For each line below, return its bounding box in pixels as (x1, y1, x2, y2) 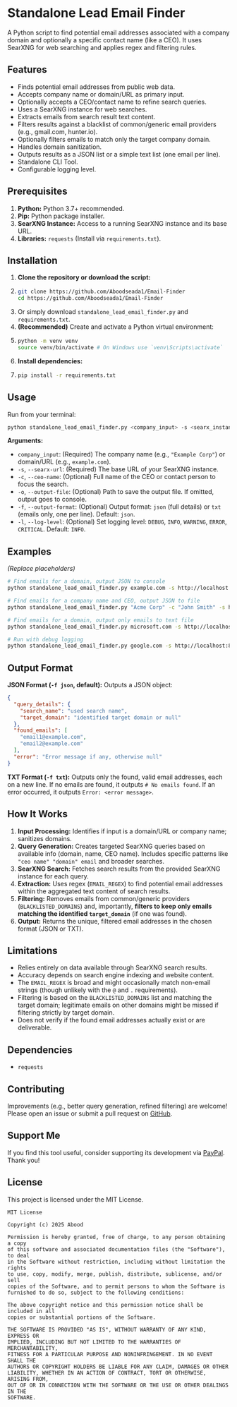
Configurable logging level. (17, 164, 97, 174)
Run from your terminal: (7, 410, 76, 418)
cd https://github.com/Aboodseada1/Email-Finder (17, 295, 164, 302)
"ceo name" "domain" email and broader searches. (17, 857, 164, 865)
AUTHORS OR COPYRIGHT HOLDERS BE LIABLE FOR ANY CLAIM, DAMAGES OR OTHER (7, 1363, 229, 1370)
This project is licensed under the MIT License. (7, 1195, 144, 1204)
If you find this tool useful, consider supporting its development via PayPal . (7, 1148, 225, 1157)
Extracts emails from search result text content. (17, 112, 156, 121)
